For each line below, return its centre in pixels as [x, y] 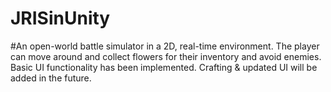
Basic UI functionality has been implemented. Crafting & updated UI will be [164, 67]
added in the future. [51, 78]
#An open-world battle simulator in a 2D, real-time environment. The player [165, 46]
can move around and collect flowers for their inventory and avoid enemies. [166, 56]
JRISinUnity [60, 18]
